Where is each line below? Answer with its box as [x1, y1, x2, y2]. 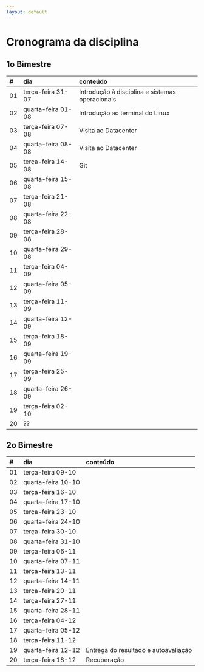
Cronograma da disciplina [6, 35, 139, 49]
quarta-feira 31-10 [23, 537, 80, 546]
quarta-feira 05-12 [23, 626, 80, 635]
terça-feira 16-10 [23, 488, 76, 496]
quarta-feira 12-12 [23, 646, 80, 654]
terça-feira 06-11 [23, 547, 76, 556]
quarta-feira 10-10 [23, 478, 80, 487]
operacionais [78, 95, 117, 103]
